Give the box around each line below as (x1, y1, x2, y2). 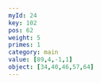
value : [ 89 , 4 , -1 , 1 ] (8, 56, 73, 64)
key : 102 (8, 19, 37, 27)
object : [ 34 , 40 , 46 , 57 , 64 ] (8, 63, 94, 71)
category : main (8, 48, 59, 56)
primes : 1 (8, 41, 41, 49)
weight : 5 (8, 33, 41, 42)
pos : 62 (8, 26, 34, 34)
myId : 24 (8, 11, 37, 20)
